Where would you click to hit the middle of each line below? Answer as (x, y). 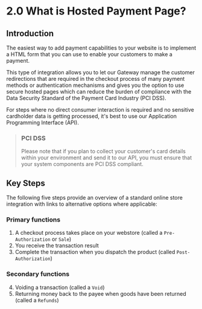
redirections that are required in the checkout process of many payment (96, 79)
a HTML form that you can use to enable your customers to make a (90, 54)
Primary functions (33, 220)
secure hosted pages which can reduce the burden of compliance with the (99, 91)
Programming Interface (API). (43, 123)
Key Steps (26, 183)
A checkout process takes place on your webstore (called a (89, 233)
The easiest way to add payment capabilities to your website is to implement (101, 48)
